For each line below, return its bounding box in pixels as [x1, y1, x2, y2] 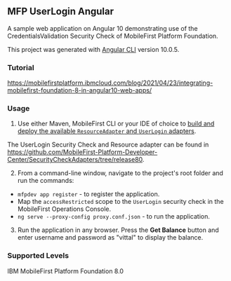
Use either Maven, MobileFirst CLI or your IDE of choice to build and [17, 119, 215, 128]
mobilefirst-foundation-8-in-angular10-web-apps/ [7, 86, 152, 95]
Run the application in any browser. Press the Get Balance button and [17, 226, 219, 234]
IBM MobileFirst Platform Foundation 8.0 [7, 266, 124, 275]
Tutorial [7, 62, 34, 72]
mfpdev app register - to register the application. [17, 190, 160, 198]
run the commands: [17, 177, 74, 185]
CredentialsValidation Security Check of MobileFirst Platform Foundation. [7, 32, 219, 40]
